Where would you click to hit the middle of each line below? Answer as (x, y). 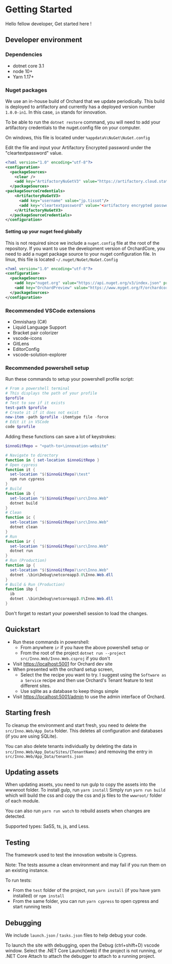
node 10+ (23, 71)
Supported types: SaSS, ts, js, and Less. (48, 826)
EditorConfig (26, 349)
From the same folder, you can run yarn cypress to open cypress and (85, 901)
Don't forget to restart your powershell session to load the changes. (77, 613)
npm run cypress (27, 479)
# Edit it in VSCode (27, 422)
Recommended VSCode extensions (50, 311)
